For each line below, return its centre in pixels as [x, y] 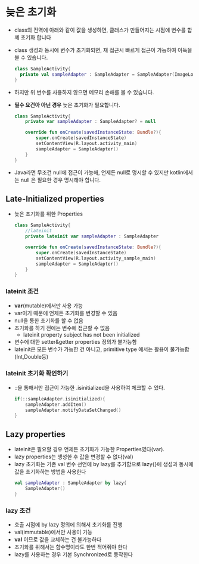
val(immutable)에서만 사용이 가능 [53, 532]
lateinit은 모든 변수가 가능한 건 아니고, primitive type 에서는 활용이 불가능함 [102, 349]
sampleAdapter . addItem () [56, 404]
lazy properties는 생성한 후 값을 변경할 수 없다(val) [74, 457]
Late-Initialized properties [55, 198]
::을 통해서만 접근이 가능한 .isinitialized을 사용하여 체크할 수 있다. [89, 387]
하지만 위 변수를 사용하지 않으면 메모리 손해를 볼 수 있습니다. [84, 92]
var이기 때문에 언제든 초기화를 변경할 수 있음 [66, 313]
